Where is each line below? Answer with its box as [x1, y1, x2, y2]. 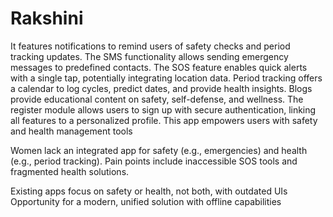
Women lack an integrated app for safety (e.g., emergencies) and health [10, 144, 308, 156]
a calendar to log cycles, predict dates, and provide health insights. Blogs [10, 82, 313, 94]
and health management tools [10, 125, 133, 137]
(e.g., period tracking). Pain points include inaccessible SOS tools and [10, 155, 298, 167]
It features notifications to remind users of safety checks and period [10, 40, 291, 52]
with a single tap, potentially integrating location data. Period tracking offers [10, 72, 323, 84]
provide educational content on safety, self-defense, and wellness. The [10, 93, 304, 105]
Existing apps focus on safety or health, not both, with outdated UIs [10, 185, 288, 197]
